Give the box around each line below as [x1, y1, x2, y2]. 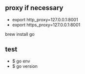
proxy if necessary [5, 4, 64, 12]
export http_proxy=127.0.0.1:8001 [12, 16, 78, 22]
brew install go [5, 31, 35, 37]
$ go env [12, 58, 30, 64]
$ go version [12, 63, 38, 69]
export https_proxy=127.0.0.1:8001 [12, 22, 81, 28]
